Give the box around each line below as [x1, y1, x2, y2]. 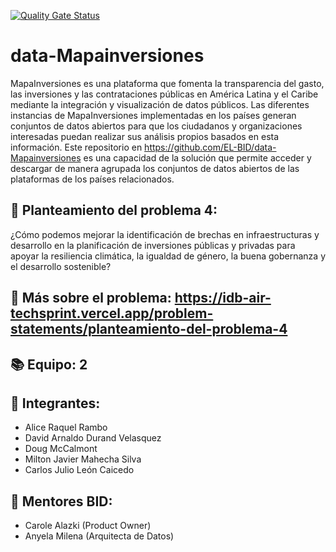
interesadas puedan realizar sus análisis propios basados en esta [10, 130, 280, 142]
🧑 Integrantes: [10, 395, 101, 412]
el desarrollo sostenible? [10, 260, 112, 272]
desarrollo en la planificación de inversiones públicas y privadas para [10, 239, 296, 251]
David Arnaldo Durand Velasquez [24, 432, 162, 444]
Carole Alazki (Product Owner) [24, 520, 152, 532]
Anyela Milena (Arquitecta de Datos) [24, 530, 175, 542]
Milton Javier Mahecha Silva [24, 453, 142, 465]
